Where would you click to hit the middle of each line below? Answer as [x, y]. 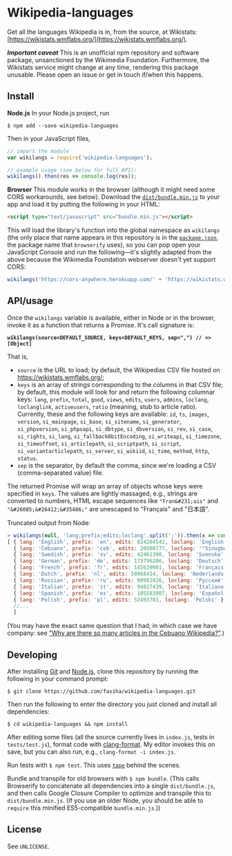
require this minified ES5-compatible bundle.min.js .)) [84, 808]
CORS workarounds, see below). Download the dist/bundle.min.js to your [114, 197]
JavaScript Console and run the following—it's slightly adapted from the [109, 252]
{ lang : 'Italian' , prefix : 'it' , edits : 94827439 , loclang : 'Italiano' [120, 587]
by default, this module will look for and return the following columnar [116, 392]
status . [27, 458]
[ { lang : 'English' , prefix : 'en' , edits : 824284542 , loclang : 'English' [117, 542]
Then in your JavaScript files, [49, 138]
